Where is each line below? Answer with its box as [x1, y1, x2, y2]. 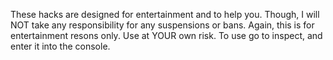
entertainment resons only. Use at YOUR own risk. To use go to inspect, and [10, 30, 323, 41]
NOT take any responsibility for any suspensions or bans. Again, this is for [10, 19, 315, 31]
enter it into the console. [10, 40, 111, 52]
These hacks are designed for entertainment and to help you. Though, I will [10, 9, 320, 20]
